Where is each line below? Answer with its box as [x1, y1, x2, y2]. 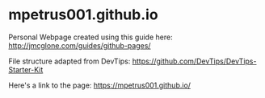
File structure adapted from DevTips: [8, 56, 131, 66]
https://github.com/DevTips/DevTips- [132, 56, 257, 66]
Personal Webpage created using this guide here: [8, 32, 173, 42]
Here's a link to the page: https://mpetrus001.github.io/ [8, 80, 191, 90]
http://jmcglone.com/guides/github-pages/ [8, 40, 151, 50]
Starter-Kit [8, 64, 44, 74]
